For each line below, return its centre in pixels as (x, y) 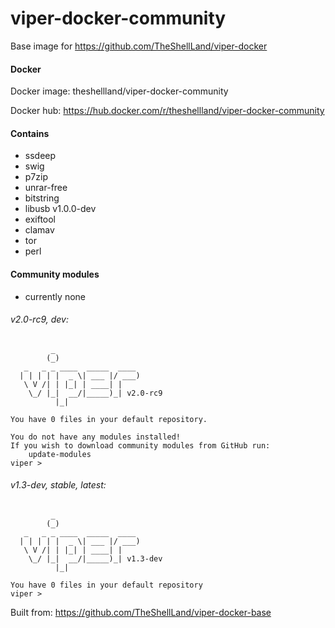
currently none (55, 296)
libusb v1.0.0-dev (60, 209)
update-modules (60, 454)
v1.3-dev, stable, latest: (58, 485)
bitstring (42, 198)
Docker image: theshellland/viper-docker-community (119, 91)
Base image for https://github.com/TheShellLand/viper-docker (139, 46)
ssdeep (40, 156)
